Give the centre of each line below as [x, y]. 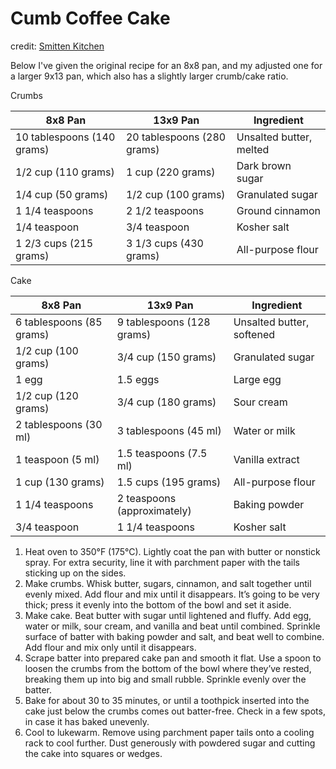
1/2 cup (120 [47, 395]
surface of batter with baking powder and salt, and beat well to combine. [174, 636]
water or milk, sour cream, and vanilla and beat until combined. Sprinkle [172, 626]
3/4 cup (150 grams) [166, 357]
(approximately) [154, 510]
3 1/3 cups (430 [164, 243]
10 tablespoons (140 [65, 137]
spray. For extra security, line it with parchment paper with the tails [162, 562]
